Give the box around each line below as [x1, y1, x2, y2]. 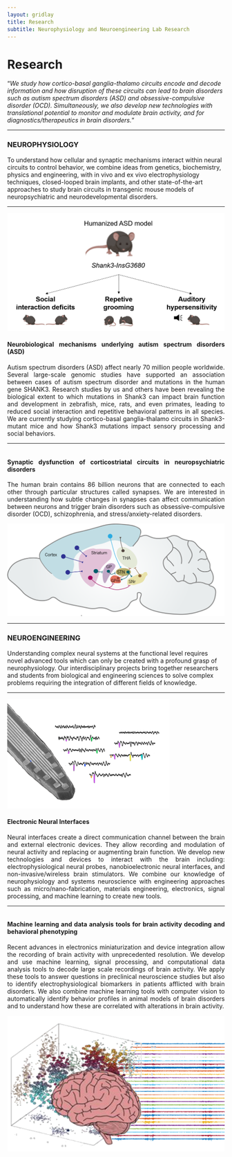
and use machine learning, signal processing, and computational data [7, 958, 225, 966]
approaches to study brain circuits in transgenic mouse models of [7, 185, 195, 193]
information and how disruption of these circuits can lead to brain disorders [7, 87, 223, 95]
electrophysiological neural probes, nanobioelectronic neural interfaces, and [7, 862, 225, 870]
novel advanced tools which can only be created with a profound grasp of [7, 656, 217, 665]
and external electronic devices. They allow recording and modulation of [7, 840, 225, 848]
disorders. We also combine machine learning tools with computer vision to [7, 987, 225, 995]
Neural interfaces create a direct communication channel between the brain [7, 833, 225, 841]
